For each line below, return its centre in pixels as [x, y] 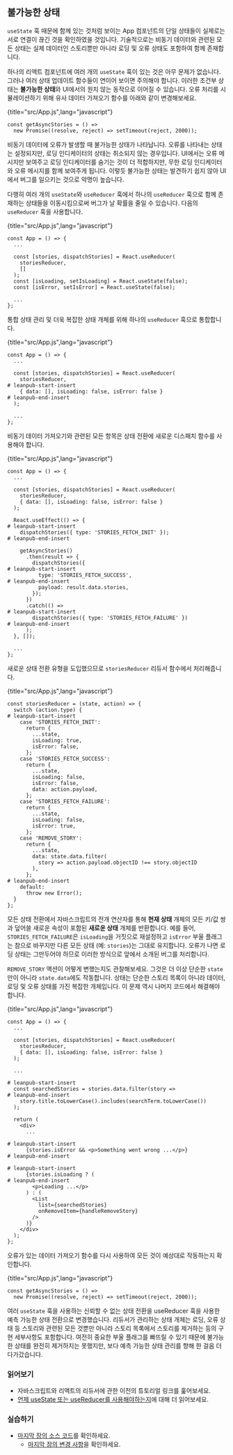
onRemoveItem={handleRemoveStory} [88, 1211]
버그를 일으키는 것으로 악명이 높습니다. [72, 179]
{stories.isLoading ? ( [60, 1174]
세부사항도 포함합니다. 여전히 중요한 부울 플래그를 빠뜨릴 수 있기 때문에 [110, 1337]
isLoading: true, [57, 740]
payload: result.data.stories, [83, 587]
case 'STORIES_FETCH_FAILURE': [65, 801]
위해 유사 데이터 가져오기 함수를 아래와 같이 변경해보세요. [120, 98]
